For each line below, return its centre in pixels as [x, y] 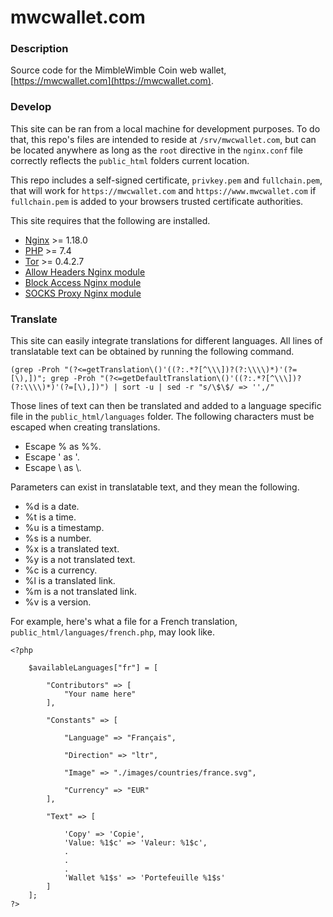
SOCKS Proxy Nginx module [83, 293]
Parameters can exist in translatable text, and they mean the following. [155, 487]
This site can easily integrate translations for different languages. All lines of [166, 341]
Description [39, 49]
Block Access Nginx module [83, 282]
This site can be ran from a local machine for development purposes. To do [165, 128]
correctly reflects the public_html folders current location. [130, 160]
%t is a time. [50, 517]
